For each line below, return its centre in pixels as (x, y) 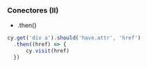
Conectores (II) (33, 10)
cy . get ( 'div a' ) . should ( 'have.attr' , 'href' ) (74, 38)
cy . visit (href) (47, 51)
